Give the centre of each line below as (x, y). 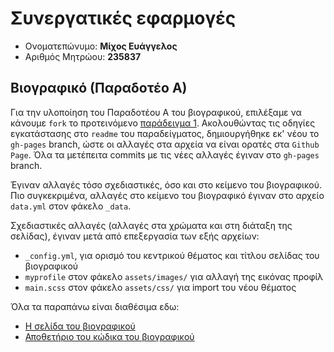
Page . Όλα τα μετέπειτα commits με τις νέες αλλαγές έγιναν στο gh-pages (165, 154)
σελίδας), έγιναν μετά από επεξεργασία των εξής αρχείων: (135, 236)
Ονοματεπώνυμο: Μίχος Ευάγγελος (101, 46)
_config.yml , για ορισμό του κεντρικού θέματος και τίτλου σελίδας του (172, 255)
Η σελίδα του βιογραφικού (80, 326)
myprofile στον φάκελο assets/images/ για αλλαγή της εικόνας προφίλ (174, 276)
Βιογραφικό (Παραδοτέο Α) (99, 88)
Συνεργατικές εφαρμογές (123, 18)
